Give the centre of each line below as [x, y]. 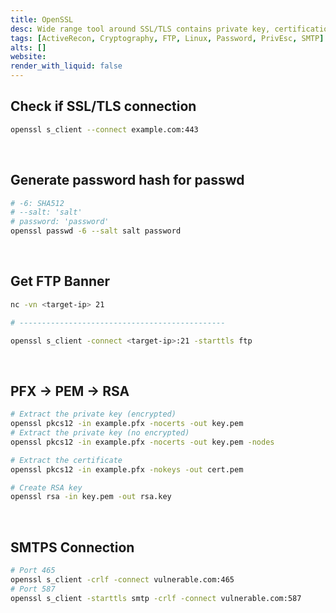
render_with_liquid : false [66, 66]
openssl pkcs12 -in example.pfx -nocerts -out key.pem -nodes [142, 442]
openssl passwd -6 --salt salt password [96, 231]
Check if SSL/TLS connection [103, 106]
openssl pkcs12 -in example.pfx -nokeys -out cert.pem [127, 469]
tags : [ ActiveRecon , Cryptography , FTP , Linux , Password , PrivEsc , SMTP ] [167, 38]
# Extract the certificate [66, 460]
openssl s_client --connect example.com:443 [104, 129]
